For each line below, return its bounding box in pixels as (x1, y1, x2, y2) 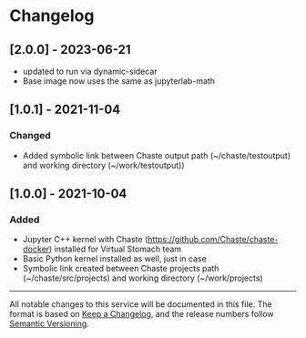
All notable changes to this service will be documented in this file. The (9, 299, 272, 310)
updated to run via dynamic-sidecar (22, 66, 158, 77)
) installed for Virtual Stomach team (48, 243, 182, 255)
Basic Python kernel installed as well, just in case (22, 253, 207, 264)
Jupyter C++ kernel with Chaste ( (22, 234, 148, 245)
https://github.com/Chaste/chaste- (147, 234, 279, 245)
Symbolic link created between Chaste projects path (22, 263, 219, 274)
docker (22, 243, 50, 255)
